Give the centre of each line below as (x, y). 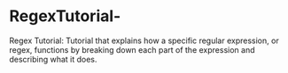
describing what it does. (53, 59)
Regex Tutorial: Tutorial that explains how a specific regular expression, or (144, 40)
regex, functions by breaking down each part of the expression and (132, 49)
